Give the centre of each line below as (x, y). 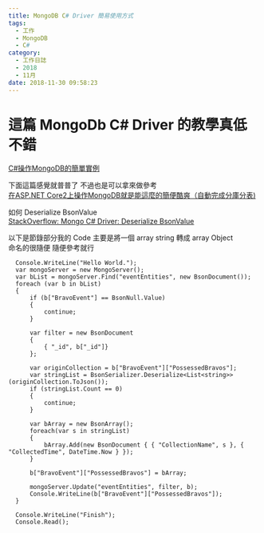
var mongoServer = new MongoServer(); (80, 270)
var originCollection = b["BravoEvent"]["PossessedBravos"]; (133, 368)
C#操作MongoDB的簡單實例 (54, 168)
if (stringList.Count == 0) (76, 389)
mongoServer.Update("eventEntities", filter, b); (113, 487)
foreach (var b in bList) (59, 284)
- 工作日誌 (31, 61)
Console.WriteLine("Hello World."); (76, 263)
